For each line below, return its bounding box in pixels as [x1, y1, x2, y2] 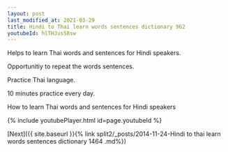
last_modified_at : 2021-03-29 [7, 17, 96, 24]
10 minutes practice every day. [7, 89, 96, 98]
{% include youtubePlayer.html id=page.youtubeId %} [7, 116, 162, 125]
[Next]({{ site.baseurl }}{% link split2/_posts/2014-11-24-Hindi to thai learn [7, 130, 221, 138]
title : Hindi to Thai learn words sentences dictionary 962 [7, 23, 186, 30]
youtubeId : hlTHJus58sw [7, 29, 77, 37]
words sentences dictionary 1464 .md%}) [7, 137, 127, 146]
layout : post [7, 10, 45, 17]
